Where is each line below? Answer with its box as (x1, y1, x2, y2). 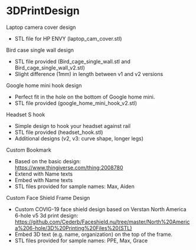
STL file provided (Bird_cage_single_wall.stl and (14, 58, 131, 65)
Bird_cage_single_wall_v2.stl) (14, 64, 86, 71)
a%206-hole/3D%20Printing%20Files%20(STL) (14, 224, 132, 231)
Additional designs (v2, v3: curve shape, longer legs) (14, 134, 143, 142)
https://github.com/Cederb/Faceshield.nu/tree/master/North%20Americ (14, 218, 190, 225)
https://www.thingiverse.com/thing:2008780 (14, 164, 123, 171)
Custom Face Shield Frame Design (6, 194, 90, 201)
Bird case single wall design (6, 46, 74, 54)
